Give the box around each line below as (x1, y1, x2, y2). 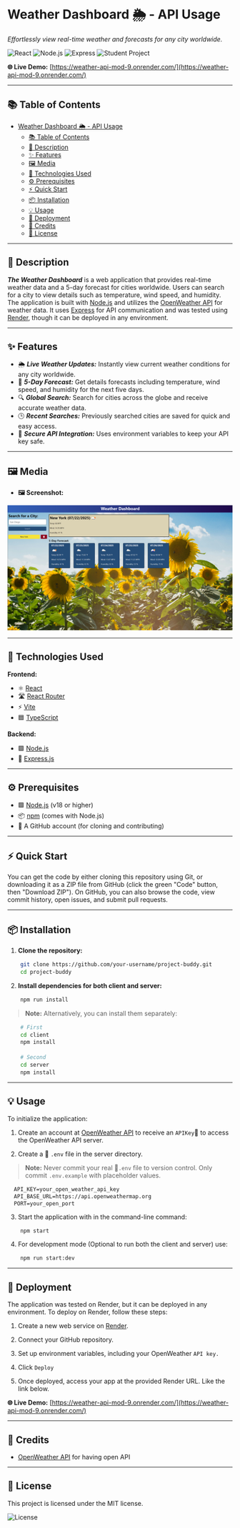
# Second (20, 1054, 46, 1061)
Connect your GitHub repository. (17, 1335, 114, 1344)
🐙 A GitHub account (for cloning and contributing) (17, 822, 164, 830)
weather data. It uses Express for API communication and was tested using (7, 306, 229, 314)
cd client (20, 1031, 50, 1038)
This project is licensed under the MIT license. (7, 1499, 144, 1507)
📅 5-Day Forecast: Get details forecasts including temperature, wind (17, 378, 220, 386)
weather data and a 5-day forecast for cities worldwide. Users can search (7, 283, 225, 291)
